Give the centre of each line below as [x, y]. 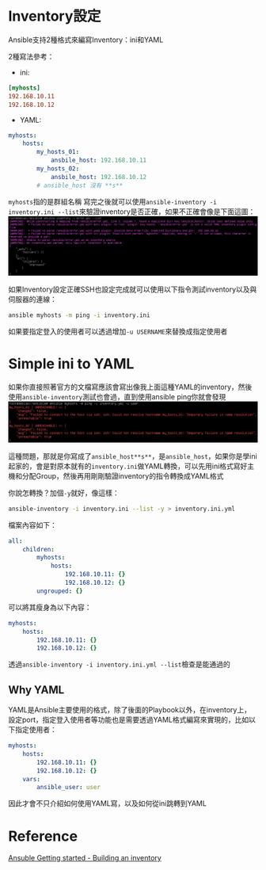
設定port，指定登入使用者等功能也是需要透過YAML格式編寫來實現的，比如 [129, 720]
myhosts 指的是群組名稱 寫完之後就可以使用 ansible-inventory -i [113, 201]
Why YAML [36, 690]
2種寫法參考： [31, 56]
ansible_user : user [69, 788]
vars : [32, 779]
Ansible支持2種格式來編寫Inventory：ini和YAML [86, 40]
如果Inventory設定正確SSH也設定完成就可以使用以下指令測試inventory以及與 [133, 289]
